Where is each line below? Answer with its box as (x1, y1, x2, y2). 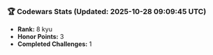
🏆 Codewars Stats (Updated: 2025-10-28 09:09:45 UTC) (7, 6, 207, 16)
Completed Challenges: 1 (17, 40, 92, 48)
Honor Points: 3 (17, 33, 64, 41)
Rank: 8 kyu (17, 25, 52, 33)
